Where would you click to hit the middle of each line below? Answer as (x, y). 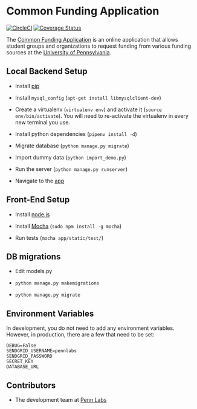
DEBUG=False (21, 346)
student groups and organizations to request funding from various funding (99, 46)
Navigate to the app (40, 181)
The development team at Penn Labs (61, 400)
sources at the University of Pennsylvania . (59, 52)
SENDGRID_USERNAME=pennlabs (42, 351)
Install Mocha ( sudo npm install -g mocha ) (68, 226)
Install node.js (32, 214)
